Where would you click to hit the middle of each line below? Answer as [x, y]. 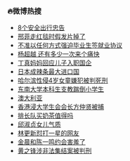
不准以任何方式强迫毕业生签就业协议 [70, 45]
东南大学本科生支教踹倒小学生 [60, 89]
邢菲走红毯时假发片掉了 [51, 37]
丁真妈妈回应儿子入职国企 [54, 63]
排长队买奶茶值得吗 [45, 116]
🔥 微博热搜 [25, 11]
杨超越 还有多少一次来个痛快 [58, 54]
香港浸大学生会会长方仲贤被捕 [60, 107]
